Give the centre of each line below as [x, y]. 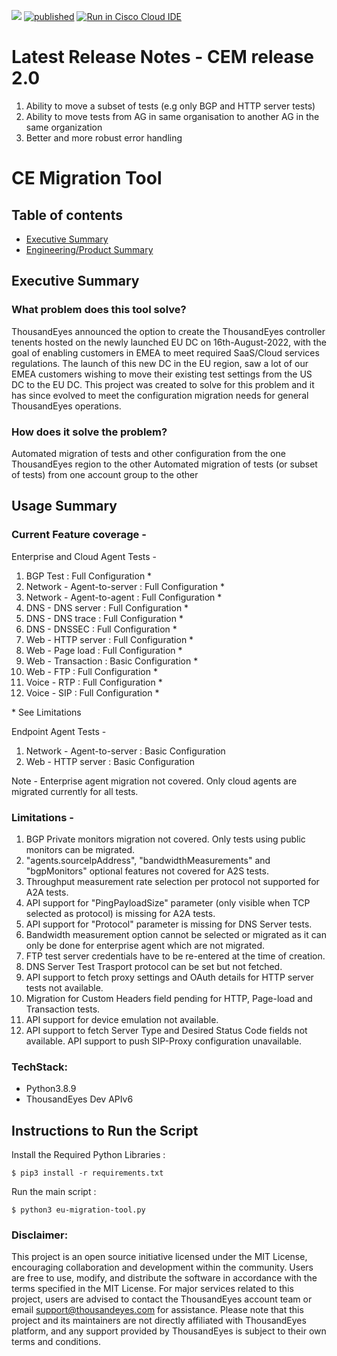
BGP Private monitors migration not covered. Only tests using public [165, 839]
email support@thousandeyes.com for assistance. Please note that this [157, 1310]
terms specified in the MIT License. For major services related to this [152, 1289]
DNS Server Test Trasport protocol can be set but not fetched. [154, 966]
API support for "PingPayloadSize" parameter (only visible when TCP [168, 902]
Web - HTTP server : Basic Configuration [110, 761]
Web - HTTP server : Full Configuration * [109, 639]
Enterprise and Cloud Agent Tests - [84, 556]
